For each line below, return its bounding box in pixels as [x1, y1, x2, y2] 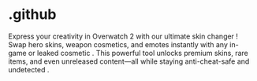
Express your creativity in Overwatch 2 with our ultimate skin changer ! [8, 31, 239, 41]
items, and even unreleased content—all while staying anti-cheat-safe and [8, 57, 250, 66]
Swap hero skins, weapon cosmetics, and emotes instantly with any [8, 39, 229, 49]
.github [8, 6, 57, 24]
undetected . [8, 64, 50, 74]
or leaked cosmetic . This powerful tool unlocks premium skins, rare [28, 48, 248, 57]
